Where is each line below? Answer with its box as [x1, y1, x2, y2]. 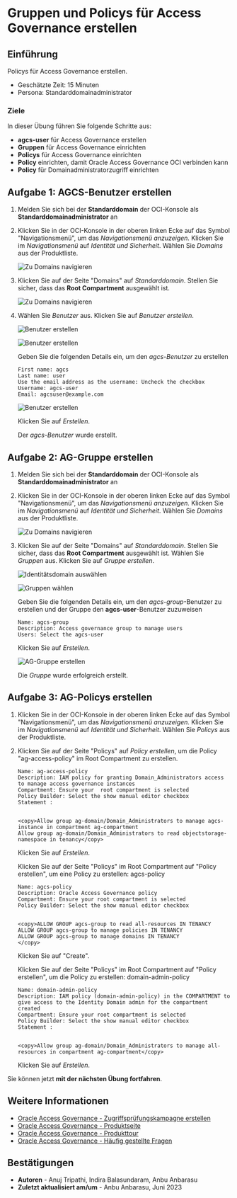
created [17, 1005, 40, 1012]
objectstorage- [183, 830, 228, 837]
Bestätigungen [7, 1156, 74, 1169]
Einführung [7, 48, 58, 60]
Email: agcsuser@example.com [17, 391, 104, 398]
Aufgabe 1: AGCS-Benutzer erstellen [7, 186, 172, 198]
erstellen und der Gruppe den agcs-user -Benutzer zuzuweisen [17, 605, 203, 613]
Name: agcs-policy [17, 883, 72, 890]
